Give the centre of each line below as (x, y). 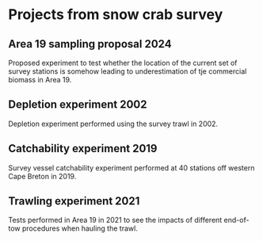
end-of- (236, 220)
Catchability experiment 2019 (83, 149)
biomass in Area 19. (40, 80)
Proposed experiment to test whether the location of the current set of (123, 63)
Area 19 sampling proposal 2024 (90, 44)
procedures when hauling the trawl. (80, 228)
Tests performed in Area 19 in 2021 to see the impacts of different (115, 220)
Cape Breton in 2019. (42, 176)
